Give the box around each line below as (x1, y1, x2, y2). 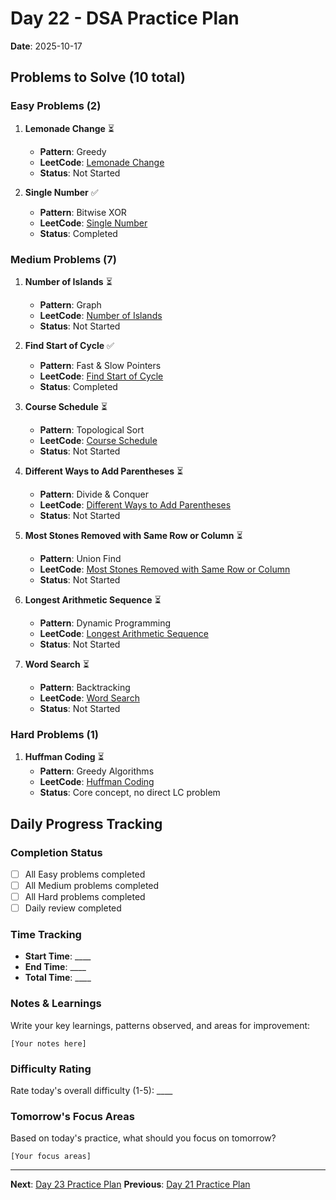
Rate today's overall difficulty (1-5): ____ (10, 1085, 173, 1097)
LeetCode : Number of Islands (39, 309, 163, 321)
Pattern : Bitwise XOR (39, 206, 127, 218)
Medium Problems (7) (10, 252, 117, 266)
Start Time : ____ (24, 950, 92, 962)
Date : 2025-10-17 (10, 40, 83, 52)
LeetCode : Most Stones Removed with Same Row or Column (39, 563, 291, 575)
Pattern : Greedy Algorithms (39, 765, 155, 777)
